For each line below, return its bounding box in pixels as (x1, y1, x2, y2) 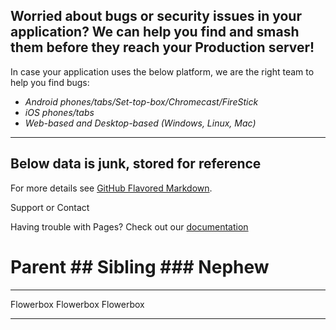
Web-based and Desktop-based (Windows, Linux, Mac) (24, 117, 257, 129)
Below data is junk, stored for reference (10, 155, 262, 173)
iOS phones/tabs (24, 106, 95, 118)
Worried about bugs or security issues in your (10, 8, 302, 25)
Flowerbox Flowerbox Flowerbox (10, 298, 145, 310)
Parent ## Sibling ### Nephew (10, 255, 270, 278)
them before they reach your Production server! (10, 39, 315, 56)
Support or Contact (10, 201, 90, 213)
